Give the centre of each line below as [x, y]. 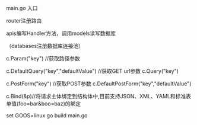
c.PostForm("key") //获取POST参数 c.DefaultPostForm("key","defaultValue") [99, 84]
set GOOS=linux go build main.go [47, 116]
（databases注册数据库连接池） [45, 46]
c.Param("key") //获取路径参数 [43, 58]
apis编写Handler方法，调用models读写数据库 [61, 33]
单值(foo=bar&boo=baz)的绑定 [44, 104]
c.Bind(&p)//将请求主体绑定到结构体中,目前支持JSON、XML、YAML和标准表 [99, 96]
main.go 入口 [22, 8]
